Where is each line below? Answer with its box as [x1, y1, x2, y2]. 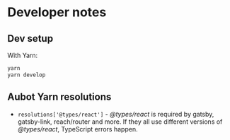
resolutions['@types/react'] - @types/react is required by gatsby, [17, 110, 214, 118]
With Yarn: [7, 51, 38, 59]
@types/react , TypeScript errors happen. [17, 124, 138, 133]
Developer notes [7, 4, 107, 21]
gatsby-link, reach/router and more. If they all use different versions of [17, 117, 223, 126]
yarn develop [7, 71, 46, 78]
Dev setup [7, 33, 54, 45]
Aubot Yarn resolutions [7, 91, 112, 103]
